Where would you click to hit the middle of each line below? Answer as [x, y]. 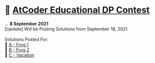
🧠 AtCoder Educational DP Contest [77, 10]
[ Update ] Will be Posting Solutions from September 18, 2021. [67, 29]
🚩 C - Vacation [20, 55]
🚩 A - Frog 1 [17, 44]
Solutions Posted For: [27, 39]
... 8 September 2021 [27, 24]
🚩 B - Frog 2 [17, 50]
